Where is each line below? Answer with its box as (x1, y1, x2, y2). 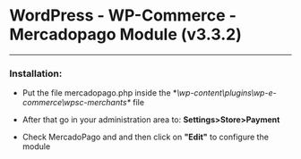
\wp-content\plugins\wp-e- (176, 88, 277, 98)
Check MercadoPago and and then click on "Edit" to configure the (21, 131, 269, 143)
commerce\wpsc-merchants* (21, 97, 132, 108)
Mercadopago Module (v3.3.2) (9, 24, 242, 45)
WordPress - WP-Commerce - (9, 5, 237, 26)
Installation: (9, 67, 63, 79)
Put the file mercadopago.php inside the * (21, 88, 177, 98)
